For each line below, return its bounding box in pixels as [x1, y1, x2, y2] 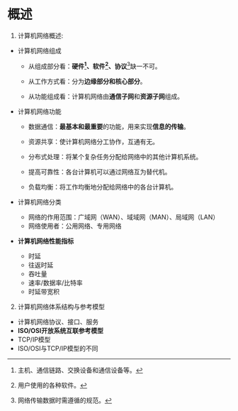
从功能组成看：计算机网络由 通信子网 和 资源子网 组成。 [28, 92, 184, 100]
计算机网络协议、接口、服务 [17, 317, 99, 326]
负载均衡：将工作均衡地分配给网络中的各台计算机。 [28, 182, 178, 191]
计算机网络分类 [17, 197, 62, 206]
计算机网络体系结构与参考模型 [17, 302, 105, 311]
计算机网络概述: [17, 31, 64, 40]
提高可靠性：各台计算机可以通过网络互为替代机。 [28, 168, 171, 176]
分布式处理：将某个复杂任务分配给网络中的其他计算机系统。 [28, 152, 203, 160]
